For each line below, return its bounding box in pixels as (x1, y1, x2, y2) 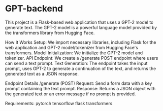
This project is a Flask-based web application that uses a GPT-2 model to (5, 19, 154, 25)
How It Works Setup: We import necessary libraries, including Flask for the (5, 39, 157, 45)
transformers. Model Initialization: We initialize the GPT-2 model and (5, 50, 143, 56)
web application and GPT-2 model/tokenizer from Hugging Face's (5, 44, 138, 50)
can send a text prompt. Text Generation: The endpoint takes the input (5, 60, 148, 66)
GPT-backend (5, 3, 63, 14)
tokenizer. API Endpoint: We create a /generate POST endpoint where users (5, 55, 159, 61)
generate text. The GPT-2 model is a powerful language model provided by (5, 24, 157, 30)
